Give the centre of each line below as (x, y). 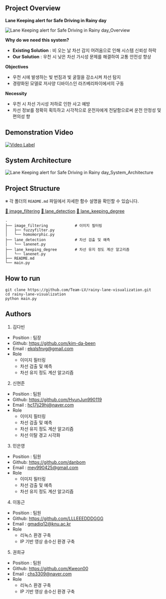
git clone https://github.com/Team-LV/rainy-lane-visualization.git (78, 290)
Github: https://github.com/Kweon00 (50, 568)
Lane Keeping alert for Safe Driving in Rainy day (56, 20)
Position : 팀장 (27, 337)
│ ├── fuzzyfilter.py (30, 230)
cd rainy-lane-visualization (36, 294)
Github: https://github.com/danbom (49, 462)
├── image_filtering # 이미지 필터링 (54, 226)
